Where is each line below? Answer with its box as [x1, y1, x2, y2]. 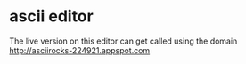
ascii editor [9, 6, 94, 27]
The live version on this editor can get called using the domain [9, 36, 238, 46]
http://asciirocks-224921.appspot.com [9, 44, 151, 55]
